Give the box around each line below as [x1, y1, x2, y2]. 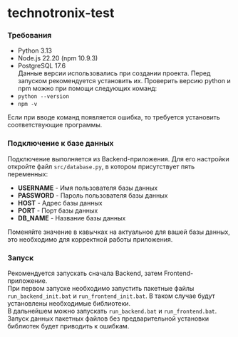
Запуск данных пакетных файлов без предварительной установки [7, 314, 209, 323]
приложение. [7, 277, 48, 285]
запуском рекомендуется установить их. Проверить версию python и [17, 77, 231, 85]
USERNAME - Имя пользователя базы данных [17, 183, 158, 192]
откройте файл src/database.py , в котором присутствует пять [7, 162, 195, 171]
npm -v [17, 101, 38, 108]
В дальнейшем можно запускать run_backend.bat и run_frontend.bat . [7, 307, 217, 316]
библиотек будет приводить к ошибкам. [7, 322, 130, 331]
